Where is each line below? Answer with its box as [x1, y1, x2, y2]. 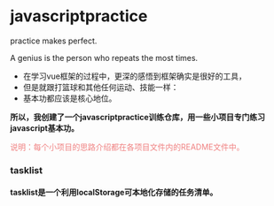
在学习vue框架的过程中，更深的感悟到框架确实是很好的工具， [22, 71, 247, 81]
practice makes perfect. [10, 35, 98, 46]
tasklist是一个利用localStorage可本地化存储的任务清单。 [10, 187, 218, 198]
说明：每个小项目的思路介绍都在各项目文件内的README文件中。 [10, 141, 245, 152]
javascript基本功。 [10, 122, 79, 134]
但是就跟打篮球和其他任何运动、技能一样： [22, 81, 179, 92]
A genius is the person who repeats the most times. [10, 52, 199, 63]
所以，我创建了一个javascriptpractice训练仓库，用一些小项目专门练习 [10, 111, 265, 122]
